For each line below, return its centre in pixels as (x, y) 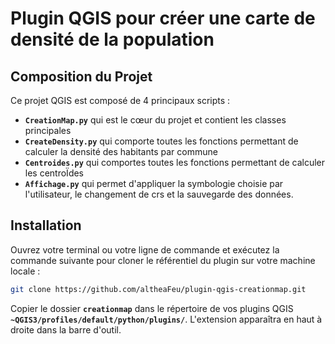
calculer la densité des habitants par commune (121, 151)
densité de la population (112, 39)
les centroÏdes (54, 173)
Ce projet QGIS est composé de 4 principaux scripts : (120, 100)
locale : (25, 271)
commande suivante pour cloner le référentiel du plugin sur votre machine (163, 260)
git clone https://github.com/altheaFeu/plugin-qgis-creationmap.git (158, 289)
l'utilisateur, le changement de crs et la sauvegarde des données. (159, 194)
